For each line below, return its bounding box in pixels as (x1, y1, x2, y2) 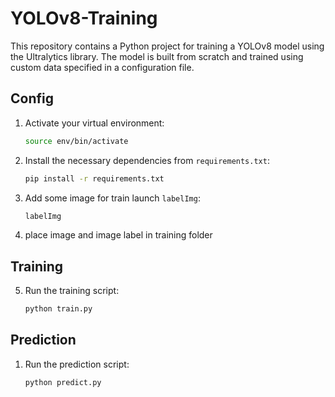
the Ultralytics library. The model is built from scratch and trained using (10, 50, 304, 62)
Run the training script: (24, 285, 120, 297)
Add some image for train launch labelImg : (24, 192, 201, 204)
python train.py (24, 304, 93, 314)
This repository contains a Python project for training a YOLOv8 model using (10, 40, 325, 52)
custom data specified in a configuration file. (10, 61, 195, 73)
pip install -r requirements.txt (24, 173, 165, 184)
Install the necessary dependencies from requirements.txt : (24, 154, 270, 166)
